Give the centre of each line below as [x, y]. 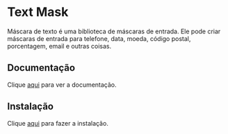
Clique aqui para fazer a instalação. [58, 123]
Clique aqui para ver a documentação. [62, 85]
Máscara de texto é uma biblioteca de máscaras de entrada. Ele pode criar [114, 31]
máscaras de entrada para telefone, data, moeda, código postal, [99, 38]
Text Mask [38, 12]
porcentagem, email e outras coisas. [59, 46]
